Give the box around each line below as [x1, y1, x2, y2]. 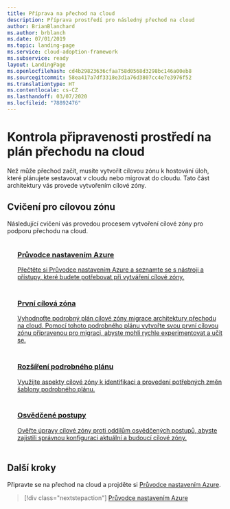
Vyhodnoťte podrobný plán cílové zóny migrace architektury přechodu [16, 314, 216, 323]
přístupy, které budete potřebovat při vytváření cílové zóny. [16, 272, 185, 281]
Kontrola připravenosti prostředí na [7, 129, 211, 145]
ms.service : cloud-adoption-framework [7, 49, 118, 56]
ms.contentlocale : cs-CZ [7, 87, 78, 94]
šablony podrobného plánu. [16, 385, 95, 393]
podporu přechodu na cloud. [7, 226, 88, 235]
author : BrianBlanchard [7, 23, 76, 30]
